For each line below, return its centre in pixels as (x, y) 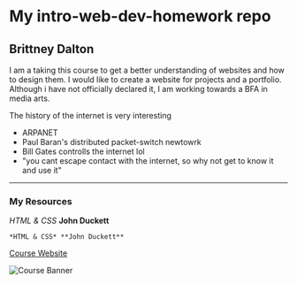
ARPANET (40, 133)
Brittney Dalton (52, 49)
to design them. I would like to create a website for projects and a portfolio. (145, 80)
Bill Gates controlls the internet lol (83, 151)
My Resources (41, 201)
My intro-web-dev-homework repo (140, 16)
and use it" (42, 170)
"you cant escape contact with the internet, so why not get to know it (148, 161)
